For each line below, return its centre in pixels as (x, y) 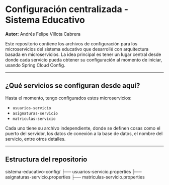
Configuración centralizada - (67, 9)
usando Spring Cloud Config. (35, 65)
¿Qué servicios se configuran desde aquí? (73, 86)
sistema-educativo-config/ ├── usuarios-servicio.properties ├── (73, 171)
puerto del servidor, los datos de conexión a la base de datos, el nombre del (84, 133)
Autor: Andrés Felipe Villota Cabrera (43, 34)
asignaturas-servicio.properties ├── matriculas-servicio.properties (75, 177)
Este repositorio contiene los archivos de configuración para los (71, 43)
